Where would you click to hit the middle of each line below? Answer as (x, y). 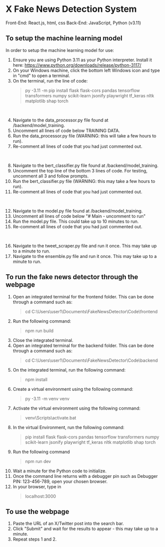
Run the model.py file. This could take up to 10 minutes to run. (76, 221)
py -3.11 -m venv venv (47, 398)
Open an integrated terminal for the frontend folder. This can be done (83, 296)
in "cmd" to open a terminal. (41, 76)
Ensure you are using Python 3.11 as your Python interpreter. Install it (82, 60)
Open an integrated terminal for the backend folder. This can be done (83, 345)
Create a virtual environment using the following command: (73, 389)
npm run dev (38, 461)
